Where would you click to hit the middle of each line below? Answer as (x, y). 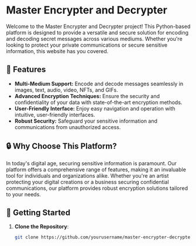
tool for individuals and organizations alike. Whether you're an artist (87, 175)
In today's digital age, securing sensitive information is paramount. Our (91, 163)
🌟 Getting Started (38, 212)
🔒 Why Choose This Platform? (61, 146)
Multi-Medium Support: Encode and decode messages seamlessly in (99, 84)
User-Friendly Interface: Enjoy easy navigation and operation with (95, 108)
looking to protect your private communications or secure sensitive (87, 45)
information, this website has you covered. (57, 51)
